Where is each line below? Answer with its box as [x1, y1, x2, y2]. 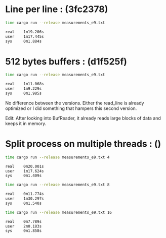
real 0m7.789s [5, 219, 42, 224]
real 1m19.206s [5, 29, 44, 34]
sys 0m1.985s [5, 91, 42, 96]
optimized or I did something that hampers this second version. [5, 105, 137, 111]
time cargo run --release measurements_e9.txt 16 [5, 210, 112, 215]
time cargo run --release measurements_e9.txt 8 [5, 183, 110, 188]
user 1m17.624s [5, 168, 44, 173]
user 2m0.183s [5, 223, 42, 229]
